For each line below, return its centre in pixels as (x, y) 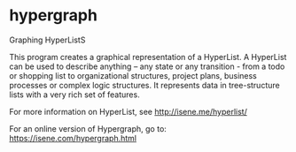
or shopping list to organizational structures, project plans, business (133, 75)
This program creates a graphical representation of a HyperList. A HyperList (148, 57)
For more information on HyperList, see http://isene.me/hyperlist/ (129, 111)
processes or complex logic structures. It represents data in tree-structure (145, 85)
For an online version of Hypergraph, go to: (88, 128)
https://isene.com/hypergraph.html (73, 138)
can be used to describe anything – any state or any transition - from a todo (147, 66)
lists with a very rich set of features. (74, 95)
